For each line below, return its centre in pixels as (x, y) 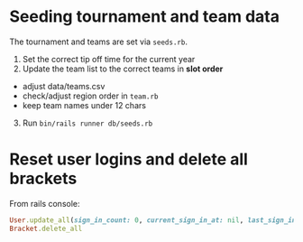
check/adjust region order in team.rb (90, 96)
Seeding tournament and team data (145, 17)
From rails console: (45, 203)
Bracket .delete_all (46, 228)
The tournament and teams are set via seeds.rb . (98, 42)
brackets (43, 179)
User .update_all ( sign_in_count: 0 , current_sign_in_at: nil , (127, 220)
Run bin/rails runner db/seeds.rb (87, 123)
